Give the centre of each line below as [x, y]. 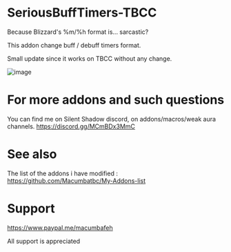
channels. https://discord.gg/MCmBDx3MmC [71, 126]
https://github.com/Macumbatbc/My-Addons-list [77, 180]
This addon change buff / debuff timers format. [74, 45]
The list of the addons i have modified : [63, 173]
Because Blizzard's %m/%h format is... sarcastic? [78, 32]
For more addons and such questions [116, 100]
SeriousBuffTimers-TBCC [82, 13]
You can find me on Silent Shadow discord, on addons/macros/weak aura [111, 119]
